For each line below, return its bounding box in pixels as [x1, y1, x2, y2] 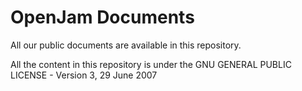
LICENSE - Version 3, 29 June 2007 [10, 69, 158, 81]
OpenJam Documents [10, 6, 195, 29]
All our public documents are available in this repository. [10, 39, 242, 51]
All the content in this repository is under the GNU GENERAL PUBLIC [10, 58, 292, 70]
